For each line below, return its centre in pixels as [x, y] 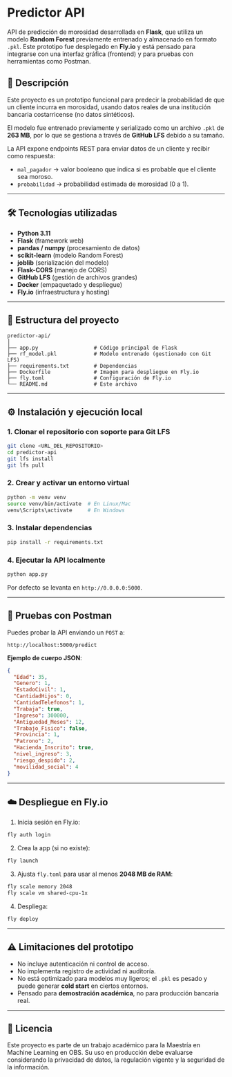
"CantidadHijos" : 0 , [43, 696]
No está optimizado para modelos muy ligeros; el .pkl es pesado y [112, 978]
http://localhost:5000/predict [52, 645]
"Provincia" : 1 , [37, 735]
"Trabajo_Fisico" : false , [51, 728]
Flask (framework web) [50, 241]
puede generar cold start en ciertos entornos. [83, 986]
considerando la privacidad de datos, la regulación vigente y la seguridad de [116, 1060]
